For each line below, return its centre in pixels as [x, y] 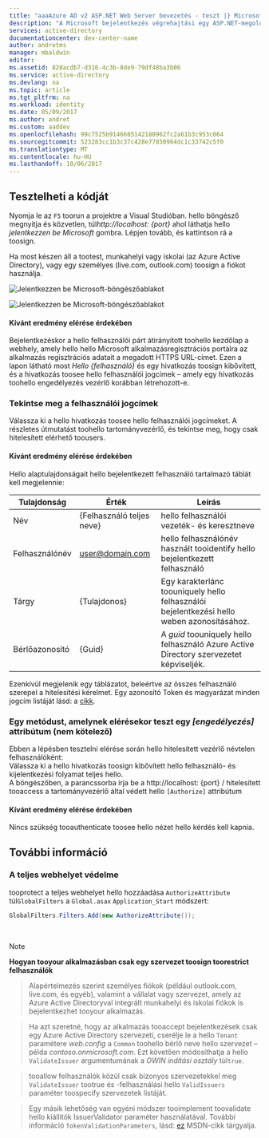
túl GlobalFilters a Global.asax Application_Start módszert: [109, 901]
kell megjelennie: [37, 482]
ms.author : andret [40, 120]
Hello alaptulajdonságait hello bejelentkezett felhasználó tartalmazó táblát [130, 474]
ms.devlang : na [34, 82]
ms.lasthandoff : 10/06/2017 [56, 164]
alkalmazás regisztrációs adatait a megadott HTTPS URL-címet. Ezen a [125, 358]
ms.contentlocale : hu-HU [50, 156]
